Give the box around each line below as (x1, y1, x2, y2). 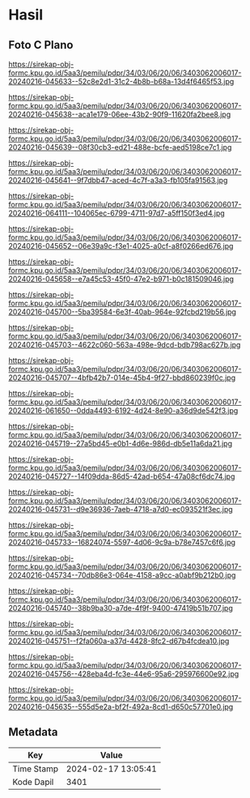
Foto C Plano (8, 38, 74, 52)
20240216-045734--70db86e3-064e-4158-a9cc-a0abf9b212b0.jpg (8, 570, 236, 580)
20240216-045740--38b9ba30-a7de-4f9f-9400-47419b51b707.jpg (8, 604, 233, 612)
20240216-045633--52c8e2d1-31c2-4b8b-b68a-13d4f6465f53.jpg (8, 77, 235, 86)
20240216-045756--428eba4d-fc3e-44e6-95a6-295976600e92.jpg (8, 669, 239, 678)
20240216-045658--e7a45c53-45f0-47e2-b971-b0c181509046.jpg (8, 274, 235, 284)
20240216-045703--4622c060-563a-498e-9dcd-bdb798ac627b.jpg (8, 340, 241, 349)
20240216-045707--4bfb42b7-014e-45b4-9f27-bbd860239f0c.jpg (8, 373, 236, 382)
